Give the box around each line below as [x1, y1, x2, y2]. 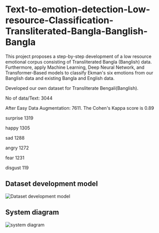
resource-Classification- [5, 14, 114, 26]
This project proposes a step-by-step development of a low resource [5, 53, 152, 60]
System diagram [5, 208, 59, 217]
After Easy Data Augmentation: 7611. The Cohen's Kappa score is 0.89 [5, 105, 154, 111]
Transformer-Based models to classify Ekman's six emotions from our [5, 69, 153, 75]
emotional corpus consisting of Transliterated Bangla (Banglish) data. [5, 59, 152, 65]
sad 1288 [5, 134, 25, 141]
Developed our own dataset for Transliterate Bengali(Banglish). [5, 85, 139, 91]
